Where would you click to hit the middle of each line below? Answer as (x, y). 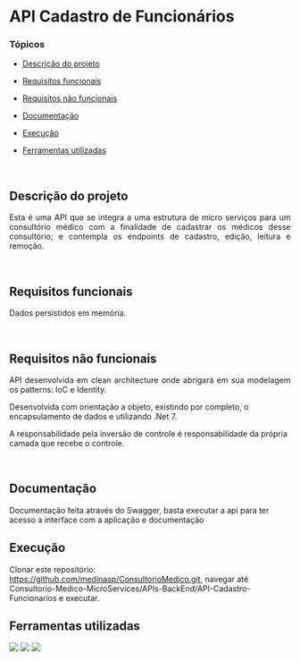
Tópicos (27, 45)
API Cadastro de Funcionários (122, 17)
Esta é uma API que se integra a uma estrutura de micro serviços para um (150, 217)
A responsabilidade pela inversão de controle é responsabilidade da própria (148, 433)
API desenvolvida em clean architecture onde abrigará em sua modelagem (150, 380)
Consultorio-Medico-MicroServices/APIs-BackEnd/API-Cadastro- (130, 589)
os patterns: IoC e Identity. (58, 389)
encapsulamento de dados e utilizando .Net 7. (93, 416)
